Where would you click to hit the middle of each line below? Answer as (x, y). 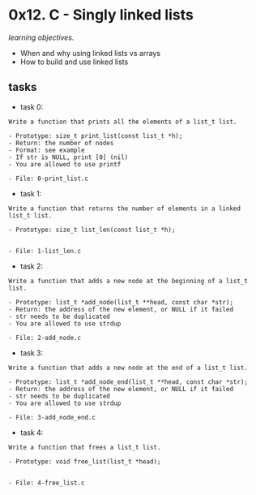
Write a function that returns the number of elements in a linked (125, 209)
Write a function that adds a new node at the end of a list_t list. (128, 368)
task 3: (31, 353)
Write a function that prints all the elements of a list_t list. (123, 122)
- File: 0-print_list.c (49, 179)
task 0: (32, 106)
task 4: (32, 433)
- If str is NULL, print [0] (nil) (68, 157)
